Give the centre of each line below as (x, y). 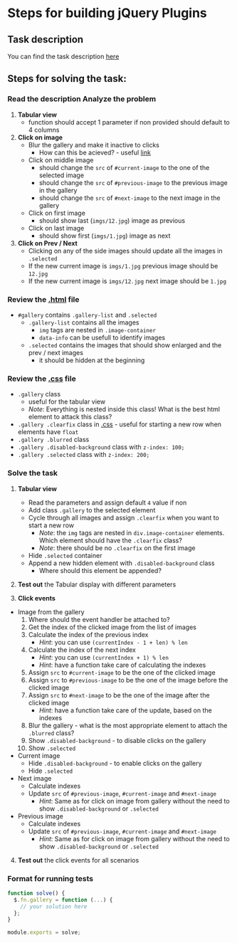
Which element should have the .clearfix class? (111, 540)
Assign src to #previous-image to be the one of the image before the (128, 680)
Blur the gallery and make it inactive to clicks (94, 144)
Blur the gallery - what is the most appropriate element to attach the (128, 725)
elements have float (48, 432)
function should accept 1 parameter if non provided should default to (129, 122)
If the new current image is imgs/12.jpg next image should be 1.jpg (127, 281)
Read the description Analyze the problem (82, 99)
